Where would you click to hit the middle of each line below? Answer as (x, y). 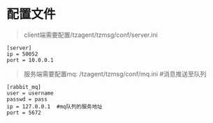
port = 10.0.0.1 (30, 60)
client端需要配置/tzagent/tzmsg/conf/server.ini (90, 35)
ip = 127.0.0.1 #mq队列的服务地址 (54, 106)
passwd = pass (27, 99)
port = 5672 (24, 113)
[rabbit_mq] (24, 87)
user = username (30, 93)
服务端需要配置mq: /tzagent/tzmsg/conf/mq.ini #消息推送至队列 (115, 74)
